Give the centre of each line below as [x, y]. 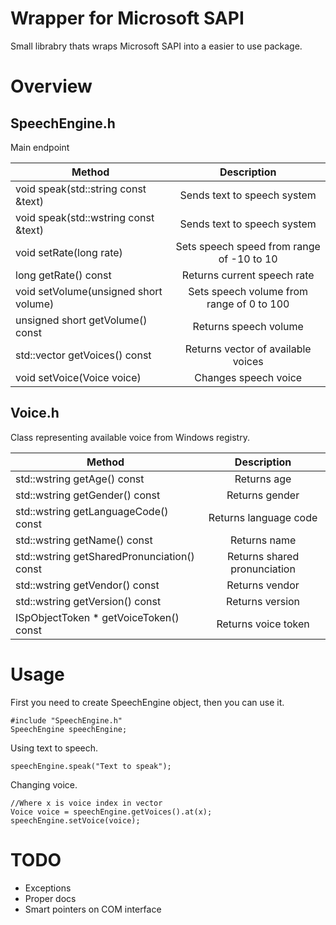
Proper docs [50, 898]
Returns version [263, 601]
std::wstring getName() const [84, 540]
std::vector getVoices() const [83, 355]
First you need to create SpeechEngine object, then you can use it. [147, 702]
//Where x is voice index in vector [86, 803]
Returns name [263, 540]
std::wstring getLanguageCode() [92, 511]
